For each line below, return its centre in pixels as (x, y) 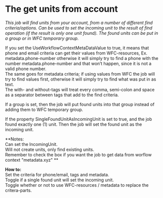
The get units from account (62, 9)
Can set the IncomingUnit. (31, 144)
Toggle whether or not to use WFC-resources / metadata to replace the (77, 185)
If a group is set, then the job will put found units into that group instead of (80, 104)
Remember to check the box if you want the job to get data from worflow (78, 155)
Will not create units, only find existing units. (50, 149)
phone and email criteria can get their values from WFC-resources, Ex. (76, 53)
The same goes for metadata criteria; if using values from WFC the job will (80, 74)
